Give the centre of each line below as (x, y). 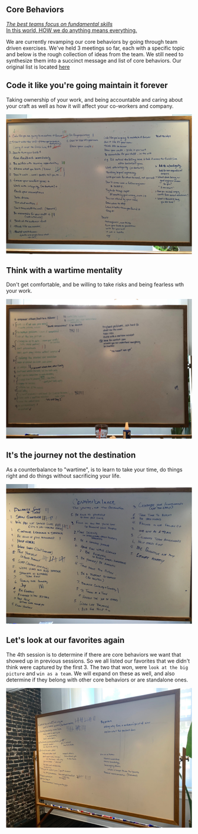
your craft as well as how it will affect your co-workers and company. (90, 106)
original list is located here (38, 67)
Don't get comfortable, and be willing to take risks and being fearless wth (95, 285)
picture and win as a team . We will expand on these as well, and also (90, 673)
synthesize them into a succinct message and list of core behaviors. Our (94, 60)
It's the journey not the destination (71, 455)
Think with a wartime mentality (64, 270)
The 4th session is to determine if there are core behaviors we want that (94, 654)
